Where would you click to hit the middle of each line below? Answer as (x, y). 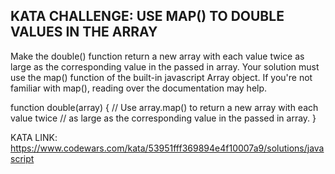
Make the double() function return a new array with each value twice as (157, 56)
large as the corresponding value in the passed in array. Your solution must (165, 66)
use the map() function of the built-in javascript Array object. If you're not (161, 77)
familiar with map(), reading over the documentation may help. (139, 88)
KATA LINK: (34, 137)
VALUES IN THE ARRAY (84, 32)
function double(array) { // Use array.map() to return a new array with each (164, 107)
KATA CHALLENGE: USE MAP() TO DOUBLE (147, 16)
